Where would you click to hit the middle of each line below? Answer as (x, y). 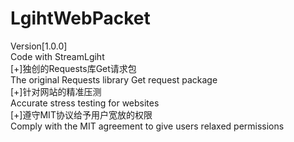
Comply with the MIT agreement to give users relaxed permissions (147, 126)
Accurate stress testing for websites (85, 103)
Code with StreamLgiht (57, 56)
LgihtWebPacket (80, 18)
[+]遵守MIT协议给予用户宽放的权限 (81, 114)
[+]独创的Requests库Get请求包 (73, 68)
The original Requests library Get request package (114, 79)
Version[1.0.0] (39, 46)
